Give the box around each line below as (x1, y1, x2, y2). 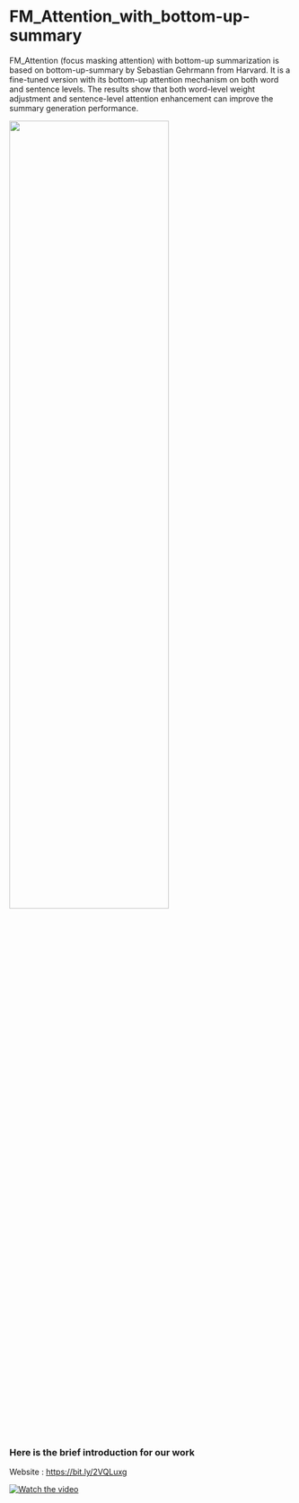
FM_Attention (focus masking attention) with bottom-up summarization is (9, 55, 280, 66)
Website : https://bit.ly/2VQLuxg (9, 1466, 128, 1478)
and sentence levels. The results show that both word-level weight (9, 83, 256, 94)
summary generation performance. (9, 102, 139, 113)
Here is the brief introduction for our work (9, 1446, 195, 1458)
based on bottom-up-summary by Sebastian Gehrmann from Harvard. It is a (9, 65, 291, 75)
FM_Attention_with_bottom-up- (9, 6, 251, 27)
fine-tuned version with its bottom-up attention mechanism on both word (9, 74, 279, 84)
